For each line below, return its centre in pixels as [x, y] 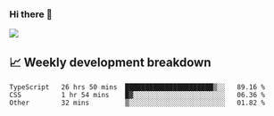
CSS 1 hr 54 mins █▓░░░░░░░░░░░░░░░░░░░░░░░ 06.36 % [137, 95]
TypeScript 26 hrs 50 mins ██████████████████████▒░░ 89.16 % [137, 87]
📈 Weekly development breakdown [110, 62]
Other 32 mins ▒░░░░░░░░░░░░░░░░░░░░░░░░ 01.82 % [137, 103]
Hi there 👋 [31, 14]
